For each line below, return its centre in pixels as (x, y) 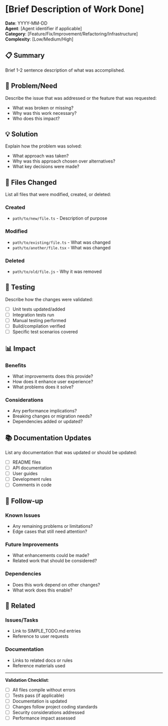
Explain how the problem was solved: (43, 146)
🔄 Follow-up (24, 501)
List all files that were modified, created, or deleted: (58, 195)
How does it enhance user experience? (53, 381)
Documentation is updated (40, 701)
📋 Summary (25, 55)
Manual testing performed (39, 321)
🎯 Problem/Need (31, 86)
